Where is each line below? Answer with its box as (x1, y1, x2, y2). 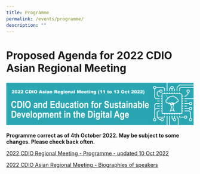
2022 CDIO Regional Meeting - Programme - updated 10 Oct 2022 (6, 150, 169, 157)
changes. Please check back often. (6, 138, 96, 145)
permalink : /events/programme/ (6, 15, 84, 22)
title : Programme (6, 10, 50, 15)
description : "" (6, 22, 47, 28)
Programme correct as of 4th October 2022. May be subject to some (6, 132, 180, 139)
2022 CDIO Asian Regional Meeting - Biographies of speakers (6, 161, 158, 168)
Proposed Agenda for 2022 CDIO (6, 48, 173, 62)
